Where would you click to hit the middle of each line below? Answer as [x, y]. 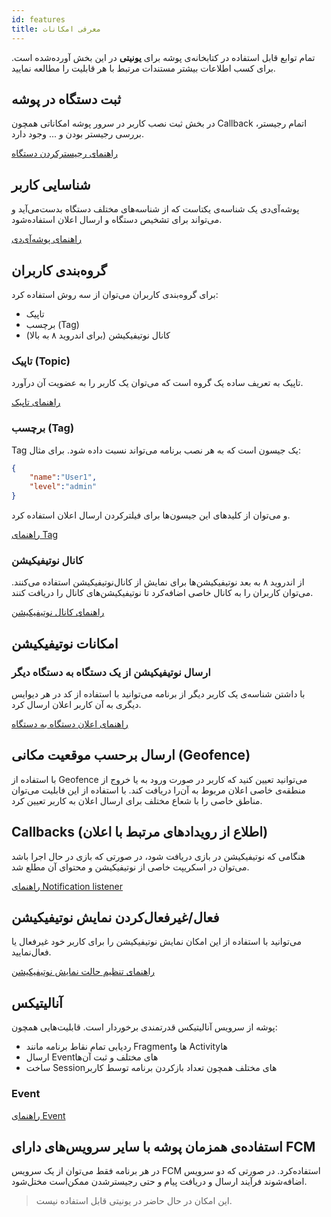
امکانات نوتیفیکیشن [65, 643]
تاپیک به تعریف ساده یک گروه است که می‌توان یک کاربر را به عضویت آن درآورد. [157, 383]
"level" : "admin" [63, 487]
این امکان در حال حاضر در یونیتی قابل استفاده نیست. [134, 1201]
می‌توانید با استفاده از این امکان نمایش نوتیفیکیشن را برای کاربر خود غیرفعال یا [157, 942]
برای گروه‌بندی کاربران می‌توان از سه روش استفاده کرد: [115, 294]
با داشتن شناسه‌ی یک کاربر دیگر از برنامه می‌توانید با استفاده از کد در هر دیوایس [158, 694]
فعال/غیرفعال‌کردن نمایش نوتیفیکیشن [115, 917]
